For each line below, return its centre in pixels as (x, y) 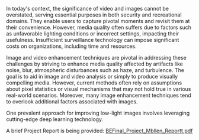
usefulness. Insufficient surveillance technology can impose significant (93, 40)
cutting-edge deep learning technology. (55, 119)
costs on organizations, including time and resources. (72, 46)
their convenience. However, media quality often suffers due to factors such (99, 27)
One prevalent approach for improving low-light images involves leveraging (98, 113)
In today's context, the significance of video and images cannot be (88, 9)
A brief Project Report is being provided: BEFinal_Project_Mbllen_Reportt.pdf (99, 131)
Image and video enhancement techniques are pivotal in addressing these (96, 58)
